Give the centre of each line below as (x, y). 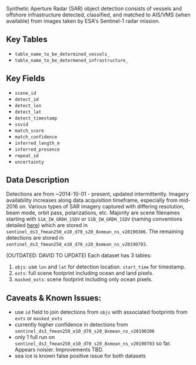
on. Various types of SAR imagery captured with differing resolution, (102, 207)
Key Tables (27, 40)
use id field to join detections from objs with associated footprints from (101, 312)
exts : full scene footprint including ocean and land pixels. (84, 273)
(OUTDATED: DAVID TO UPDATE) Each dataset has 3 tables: (79, 255)
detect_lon (28, 105)
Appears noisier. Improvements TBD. (59, 350)
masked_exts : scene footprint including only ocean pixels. (84, 280)
